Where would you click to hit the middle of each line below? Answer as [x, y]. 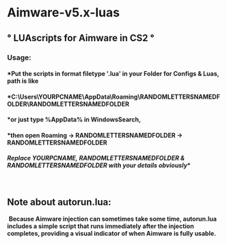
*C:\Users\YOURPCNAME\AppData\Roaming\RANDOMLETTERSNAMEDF [113, 97]
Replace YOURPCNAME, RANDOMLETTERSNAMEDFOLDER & [96, 158]
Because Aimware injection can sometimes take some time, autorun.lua [113, 219]
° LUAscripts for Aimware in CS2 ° [81, 38]
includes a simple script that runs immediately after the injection [101, 226]
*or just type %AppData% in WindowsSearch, [74, 120]
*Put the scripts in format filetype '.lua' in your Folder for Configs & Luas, [113, 74]
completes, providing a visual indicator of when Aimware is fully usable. [112, 233]
